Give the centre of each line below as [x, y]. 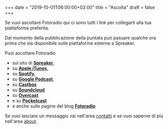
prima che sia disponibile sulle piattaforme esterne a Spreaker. [70, 43]
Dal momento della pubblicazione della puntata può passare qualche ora [80, 38]
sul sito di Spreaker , [33, 63]
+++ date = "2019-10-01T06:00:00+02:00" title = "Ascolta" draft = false [80, 7]
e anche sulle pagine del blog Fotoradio [54, 106]
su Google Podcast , [33, 79]
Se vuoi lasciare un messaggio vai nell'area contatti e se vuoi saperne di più [84, 116]
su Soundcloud [28, 90]
